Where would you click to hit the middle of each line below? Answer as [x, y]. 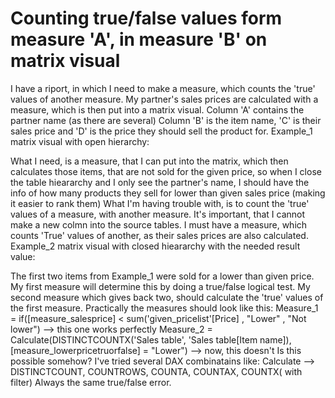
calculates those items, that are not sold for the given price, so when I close [166, 171]
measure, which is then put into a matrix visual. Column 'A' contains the [157, 109]
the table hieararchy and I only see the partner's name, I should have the [160, 182]
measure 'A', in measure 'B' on [139, 39]
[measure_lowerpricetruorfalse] [75, 350]
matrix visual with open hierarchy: [80, 141]
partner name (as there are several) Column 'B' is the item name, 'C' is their [166, 120]
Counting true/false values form [146, 18]
